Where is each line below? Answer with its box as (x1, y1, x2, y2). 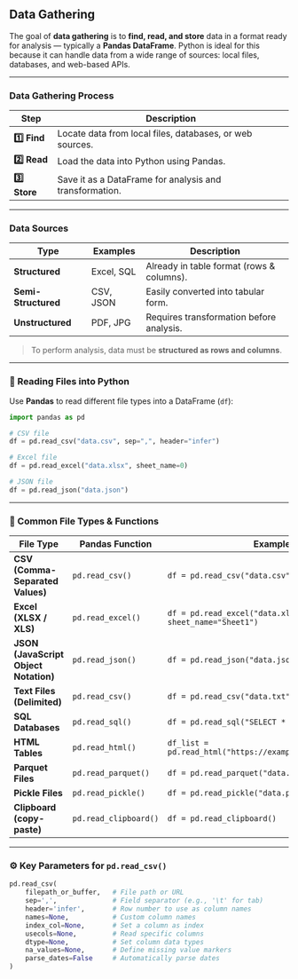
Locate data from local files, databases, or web (57, 128, 253, 140)
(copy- (13, 812, 45, 825)
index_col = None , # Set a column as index (25, 920, 204, 930)
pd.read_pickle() (72, 788, 146, 798)
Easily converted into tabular (145, 286, 265, 298)
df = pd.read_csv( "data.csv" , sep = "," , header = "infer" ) (9, 437, 220, 446)
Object (13, 659, 43, 672)
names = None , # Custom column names (25, 912, 197, 921)
